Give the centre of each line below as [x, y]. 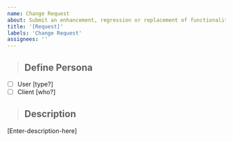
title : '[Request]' [35, 26]
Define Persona [58, 68]
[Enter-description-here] [42, 131]
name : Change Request [38, 14]
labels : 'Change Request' [44, 33]
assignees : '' [28, 39]
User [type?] [35, 84]
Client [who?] [36, 92]
